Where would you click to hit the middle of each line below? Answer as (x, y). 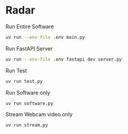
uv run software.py (29, 103)
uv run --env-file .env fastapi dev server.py (64, 59)
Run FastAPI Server (29, 48)
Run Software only (28, 92)
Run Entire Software (30, 26)
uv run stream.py (27, 125)
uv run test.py (24, 81)
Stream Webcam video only (39, 115)
